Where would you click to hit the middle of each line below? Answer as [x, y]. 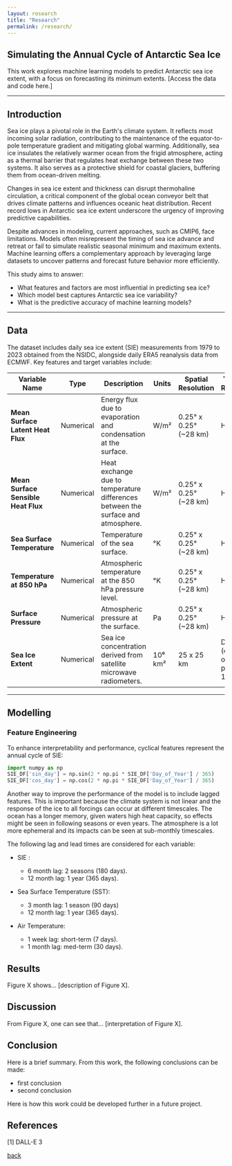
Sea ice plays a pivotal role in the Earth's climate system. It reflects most [110, 131]
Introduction [35, 114]
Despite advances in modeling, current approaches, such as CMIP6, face [111, 231]
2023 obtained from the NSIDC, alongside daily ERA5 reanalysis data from [113, 355]
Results [24, 968]
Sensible [25, 497]
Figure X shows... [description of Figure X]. [68, 985]
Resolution [196, 387]
